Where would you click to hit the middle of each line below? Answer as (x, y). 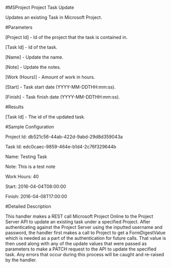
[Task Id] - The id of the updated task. (45, 117)
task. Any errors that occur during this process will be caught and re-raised (85, 254)
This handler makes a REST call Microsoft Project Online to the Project (79, 216)
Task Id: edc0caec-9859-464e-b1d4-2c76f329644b (61, 147)
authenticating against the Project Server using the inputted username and (84, 227)
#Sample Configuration (30, 127)
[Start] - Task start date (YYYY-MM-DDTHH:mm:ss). (61, 87)
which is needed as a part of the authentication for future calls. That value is (86, 238)
